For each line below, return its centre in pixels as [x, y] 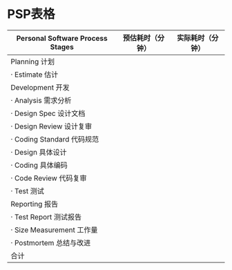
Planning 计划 [33, 61]
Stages [62, 47]
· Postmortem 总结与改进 [51, 242]
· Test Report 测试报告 [46, 217]
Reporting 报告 [35, 204]
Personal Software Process [62, 38]
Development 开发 [40, 87]
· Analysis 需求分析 [41, 100]
